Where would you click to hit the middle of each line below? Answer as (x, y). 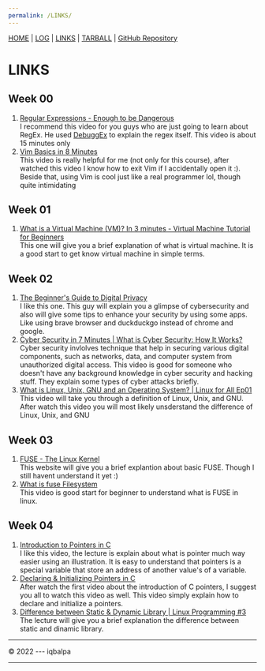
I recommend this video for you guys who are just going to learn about (134, 126)
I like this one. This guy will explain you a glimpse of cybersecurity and (134, 306)
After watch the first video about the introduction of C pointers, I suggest (138, 587)
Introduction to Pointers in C (65, 545)
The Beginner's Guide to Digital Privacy (83, 298)
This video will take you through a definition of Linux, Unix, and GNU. (131, 399)
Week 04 (31, 526)
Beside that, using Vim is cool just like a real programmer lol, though (130, 176)
